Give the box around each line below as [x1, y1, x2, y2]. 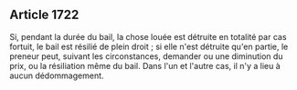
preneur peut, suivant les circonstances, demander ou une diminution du [9, 50, 283, 62]
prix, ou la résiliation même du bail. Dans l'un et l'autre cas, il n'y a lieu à [9, 60, 281, 71]
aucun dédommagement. [9, 70, 104, 81]
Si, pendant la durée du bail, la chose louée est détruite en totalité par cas [9, 31, 287, 42]
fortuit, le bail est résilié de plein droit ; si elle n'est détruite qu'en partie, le [9, 41, 289, 52]
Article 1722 [9, 7, 80, 23]
